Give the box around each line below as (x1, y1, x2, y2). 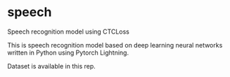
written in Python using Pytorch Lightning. (7, 48, 129, 57)
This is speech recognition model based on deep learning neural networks (7, 41, 223, 49)
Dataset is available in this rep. (7, 62, 96, 70)
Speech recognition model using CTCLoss (7, 27, 130, 36)
